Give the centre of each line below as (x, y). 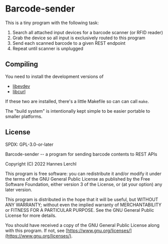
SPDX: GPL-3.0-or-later (29, 144)
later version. (19, 190)
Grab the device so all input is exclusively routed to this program (79, 38)
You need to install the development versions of (54, 76)
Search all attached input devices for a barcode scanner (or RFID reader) (88, 32)
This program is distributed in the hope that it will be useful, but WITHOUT (82, 199)
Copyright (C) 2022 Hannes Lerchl (41, 164)
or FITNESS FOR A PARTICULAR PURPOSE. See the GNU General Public (80, 210)
